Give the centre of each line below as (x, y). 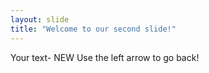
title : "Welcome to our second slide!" (93, 29)
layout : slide (40, 19)
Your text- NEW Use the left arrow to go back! (105, 57)
